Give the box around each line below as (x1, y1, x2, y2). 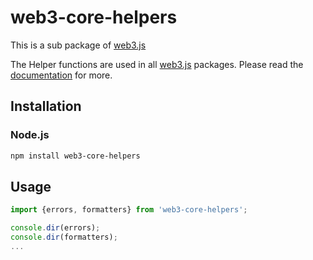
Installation (10, 98, 82, 115)
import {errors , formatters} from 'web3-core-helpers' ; (10, 205, 248, 215)
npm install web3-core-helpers (10, 151, 141, 161)
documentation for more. (10, 69, 113, 81)
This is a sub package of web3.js (10, 39, 147, 51)
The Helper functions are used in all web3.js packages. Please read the (10, 58, 304, 70)
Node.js (10, 128, 50, 142)
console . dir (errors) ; (10, 223, 101, 233)
